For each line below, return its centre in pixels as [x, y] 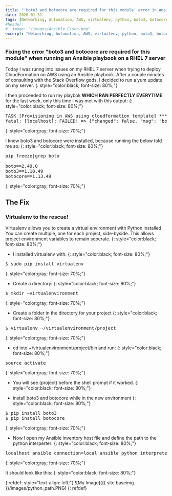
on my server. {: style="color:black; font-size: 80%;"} [61, 85]
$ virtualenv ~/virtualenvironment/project [61, 328]
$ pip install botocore [35, 418]
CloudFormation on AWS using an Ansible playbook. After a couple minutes [85, 75]
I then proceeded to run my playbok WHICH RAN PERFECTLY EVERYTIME [84, 96]
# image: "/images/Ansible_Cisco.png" [48, 29]
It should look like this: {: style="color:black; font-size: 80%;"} [71, 472]
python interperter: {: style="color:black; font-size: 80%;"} [74, 443]
